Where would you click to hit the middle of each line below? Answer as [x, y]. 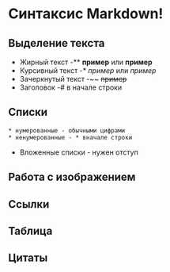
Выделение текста [57, 43]
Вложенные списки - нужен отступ [79, 152]
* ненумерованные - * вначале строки [70, 137]
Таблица [30, 231]
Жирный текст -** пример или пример [86, 62]
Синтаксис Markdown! [86, 14]
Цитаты [28, 258]
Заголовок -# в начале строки [71, 87]
